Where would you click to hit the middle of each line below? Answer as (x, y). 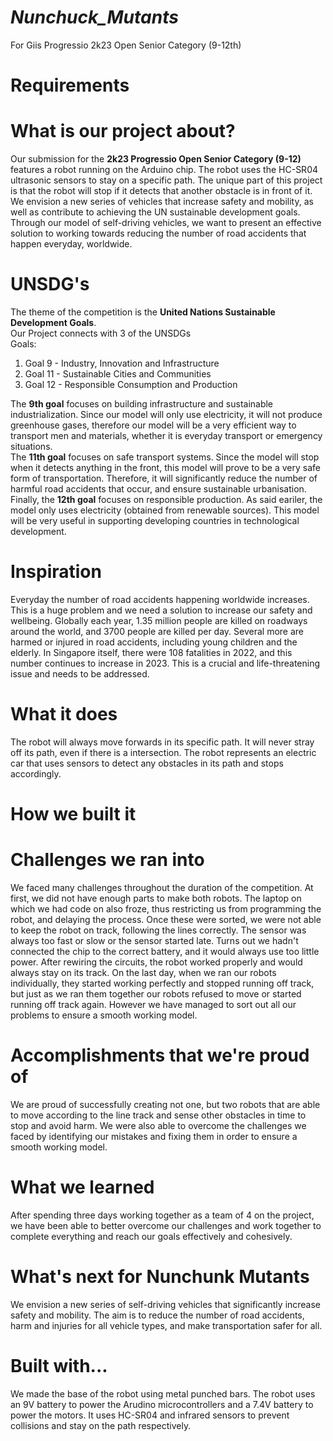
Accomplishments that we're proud (160, 1055)
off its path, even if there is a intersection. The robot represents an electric (163, 752)
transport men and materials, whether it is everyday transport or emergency (166, 435)
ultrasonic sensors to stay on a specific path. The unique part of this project (166, 180)
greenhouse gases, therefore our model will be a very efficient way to (153, 425)
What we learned (82, 1187)
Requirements (70, 85)
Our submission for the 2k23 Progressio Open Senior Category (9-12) (156, 159)
